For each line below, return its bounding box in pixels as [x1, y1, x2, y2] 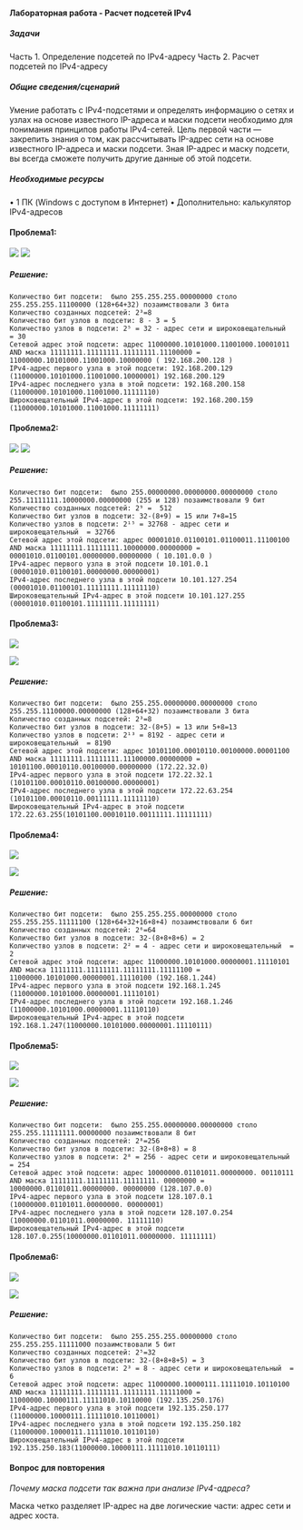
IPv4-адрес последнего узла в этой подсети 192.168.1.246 [9, 997, 233, 1007]
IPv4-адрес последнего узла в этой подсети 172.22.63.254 [9, 787, 233, 796]
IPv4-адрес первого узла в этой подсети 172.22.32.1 [9, 770, 213, 780]
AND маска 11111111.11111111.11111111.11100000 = [9, 347, 201, 357]
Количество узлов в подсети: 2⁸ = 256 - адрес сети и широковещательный [9, 1153, 290, 1162]
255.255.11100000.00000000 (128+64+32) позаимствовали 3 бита [9, 707, 249, 716]
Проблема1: [9, 227, 57, 238]
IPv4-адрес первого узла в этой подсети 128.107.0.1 [9, 1193, 213, 1202]
